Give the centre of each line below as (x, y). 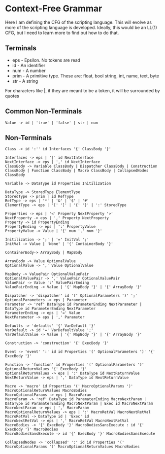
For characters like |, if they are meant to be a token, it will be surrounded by (82, 90)
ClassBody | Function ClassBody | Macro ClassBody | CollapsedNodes (77, 171)
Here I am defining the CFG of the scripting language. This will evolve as (78, 22)
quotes (12, 96)
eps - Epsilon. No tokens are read (46, 60)
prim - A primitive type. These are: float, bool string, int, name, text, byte (85, 76)
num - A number (29, 70)
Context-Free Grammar (54, 9)
